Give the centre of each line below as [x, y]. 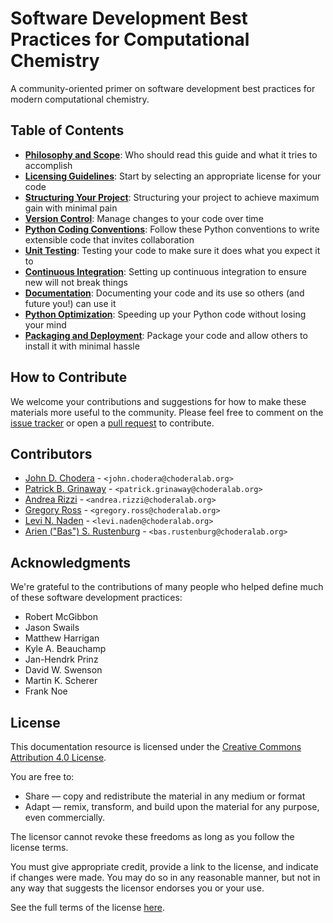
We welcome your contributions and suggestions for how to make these [158, 401]
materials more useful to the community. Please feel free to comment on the [167, 412]
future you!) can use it [70, 303]
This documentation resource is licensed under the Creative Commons [156, 746]
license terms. [39, 847]
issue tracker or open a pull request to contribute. [112, 423]
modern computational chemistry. [80, 99]
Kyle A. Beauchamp [65, 649]
